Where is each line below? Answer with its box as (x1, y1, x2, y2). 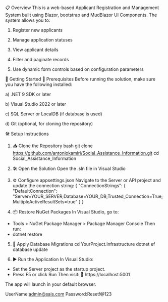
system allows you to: (5, 17, 50, 23)
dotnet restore (12, 231, 42, 237)
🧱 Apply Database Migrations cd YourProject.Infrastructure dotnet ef (12, 241, 155, 247)
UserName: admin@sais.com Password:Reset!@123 (5, 291, 112, 297)
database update (12, 246, 48, 252)
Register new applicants (12, 27, 63, 33)
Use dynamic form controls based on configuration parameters (12, 66, 144, 72)
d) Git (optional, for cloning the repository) (5, 121, 93, 126)
